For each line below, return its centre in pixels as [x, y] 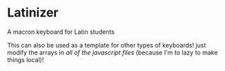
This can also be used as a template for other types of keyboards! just [107, 45]
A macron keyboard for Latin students [61, 32]
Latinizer [33, 13]
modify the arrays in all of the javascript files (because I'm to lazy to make [112, 52]
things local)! [26, 59]
